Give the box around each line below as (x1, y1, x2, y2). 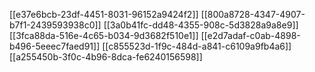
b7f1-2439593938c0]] (9, 19, 102, 31)
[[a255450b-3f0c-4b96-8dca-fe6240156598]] (9, 51, 203, 63)
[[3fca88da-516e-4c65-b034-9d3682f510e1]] (9, 30, 199, 41)
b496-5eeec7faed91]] (9, 40, 101, 52)
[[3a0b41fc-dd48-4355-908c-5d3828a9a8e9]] (103, 19, 299, 31)
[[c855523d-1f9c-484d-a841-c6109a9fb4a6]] (102, 40, 292, 52)
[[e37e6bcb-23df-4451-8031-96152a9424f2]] (9, 9, 199, 20)
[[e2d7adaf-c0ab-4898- (200, 30, 301, 41)
